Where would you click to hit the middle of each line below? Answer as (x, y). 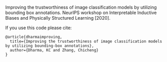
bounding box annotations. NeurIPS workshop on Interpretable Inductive (81, 13)
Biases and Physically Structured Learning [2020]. (58, 18)
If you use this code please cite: (39, 28)
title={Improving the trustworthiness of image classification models (86, 41)
